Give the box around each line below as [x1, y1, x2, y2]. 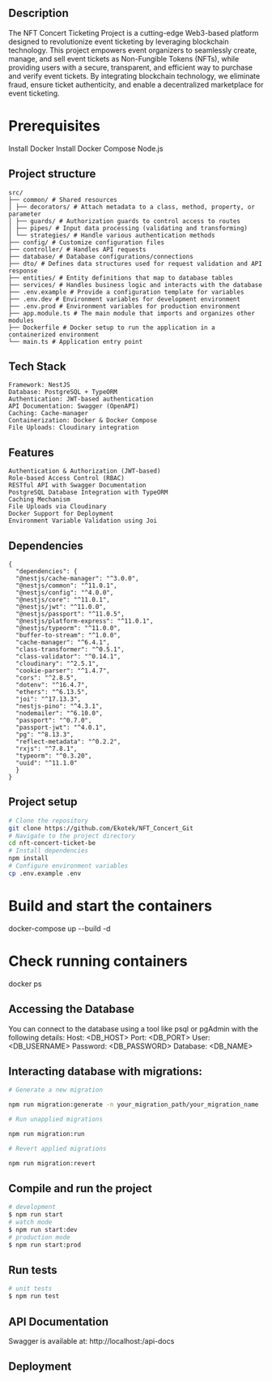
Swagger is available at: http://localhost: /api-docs [8, 1336, 175, 1345]
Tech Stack [8, 359, 66, 373]
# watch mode [8, 1218, 53, 1227]
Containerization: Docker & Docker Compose [8, 417, 158, 425]
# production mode [8, 1233, 70, 1242]
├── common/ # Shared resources [8, 195, 117, 204]
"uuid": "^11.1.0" [15, 759, 79, 767]
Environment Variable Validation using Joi [8, 517, 158, 525]
